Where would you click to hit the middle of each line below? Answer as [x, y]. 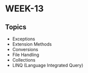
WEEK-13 [24, 9]
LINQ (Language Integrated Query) [48, 65]
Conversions [25, 49]
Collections [24, 60]
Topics [16, 27]
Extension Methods [32, 44]
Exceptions [24, 39]
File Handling [26, 55]
